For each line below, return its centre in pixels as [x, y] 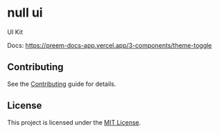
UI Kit [15, 32]
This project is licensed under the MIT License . [74, 122]
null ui [25, 13]
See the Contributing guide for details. [62, 84]
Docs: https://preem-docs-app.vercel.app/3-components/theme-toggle [110, 45]
